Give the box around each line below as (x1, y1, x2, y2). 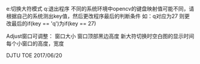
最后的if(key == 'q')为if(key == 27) (11, 20, 96, 27)
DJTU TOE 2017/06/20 (6, 52, 63, 59)
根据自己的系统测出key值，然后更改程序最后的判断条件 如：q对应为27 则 (6, 12, 185, 20)
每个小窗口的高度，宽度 (6, 40, 64, 47)
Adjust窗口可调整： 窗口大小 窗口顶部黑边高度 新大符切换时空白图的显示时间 (6, 33, 195, 40)
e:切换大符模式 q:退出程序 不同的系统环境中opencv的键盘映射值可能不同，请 (6, 5, 195, 12)
